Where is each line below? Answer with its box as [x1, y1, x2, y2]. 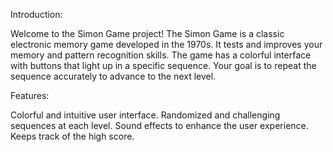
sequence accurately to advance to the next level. [10, 70, 217, 82]
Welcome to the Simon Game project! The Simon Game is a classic [10, 28, 285, 39]
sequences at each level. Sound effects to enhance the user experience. [10, 120, 309, 131]
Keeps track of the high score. [10, 130, 135, 142]
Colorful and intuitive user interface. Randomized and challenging [10, 109, 281, 121]
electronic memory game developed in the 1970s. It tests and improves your [10, 39, 323, 50]
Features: [10, 90, 50, 101]
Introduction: [10, 9, 63, 20]
